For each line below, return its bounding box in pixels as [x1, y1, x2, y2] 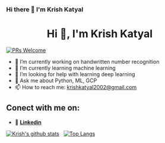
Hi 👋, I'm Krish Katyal [46, 27, 153, 41]
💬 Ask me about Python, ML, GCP [14, 77, 97, 84]
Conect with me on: [6, 103, 80, 113]
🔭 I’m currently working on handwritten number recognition [14, 58, 160, 65]
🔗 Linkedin [14, 118, 42, 126]
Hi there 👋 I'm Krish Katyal [6, 5, 84, 14]
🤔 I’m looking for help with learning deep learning [14, 70, 135, 77]
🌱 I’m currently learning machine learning [14, 64, 116, 71]
